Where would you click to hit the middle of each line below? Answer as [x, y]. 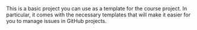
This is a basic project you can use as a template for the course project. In [97, 9]
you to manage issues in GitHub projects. [56, 21]
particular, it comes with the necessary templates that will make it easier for [99, 15]
